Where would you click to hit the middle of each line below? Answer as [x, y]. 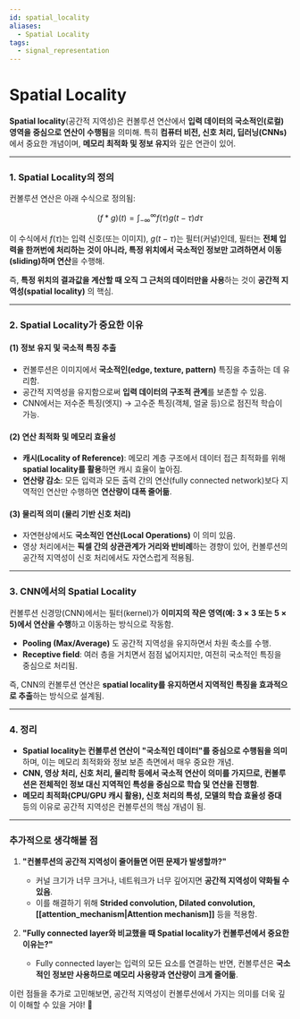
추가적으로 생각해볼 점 [54, 840]
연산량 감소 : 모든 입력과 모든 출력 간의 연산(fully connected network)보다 [150, 481]
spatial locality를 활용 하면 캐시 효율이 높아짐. [102, 469]
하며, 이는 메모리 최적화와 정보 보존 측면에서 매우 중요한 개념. [128, 761]
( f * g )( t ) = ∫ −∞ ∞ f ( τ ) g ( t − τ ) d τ [150, 218]
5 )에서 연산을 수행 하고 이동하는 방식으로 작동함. [92, 624]
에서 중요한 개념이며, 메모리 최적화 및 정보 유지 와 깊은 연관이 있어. [123, 143]
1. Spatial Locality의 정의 [62, 177]
